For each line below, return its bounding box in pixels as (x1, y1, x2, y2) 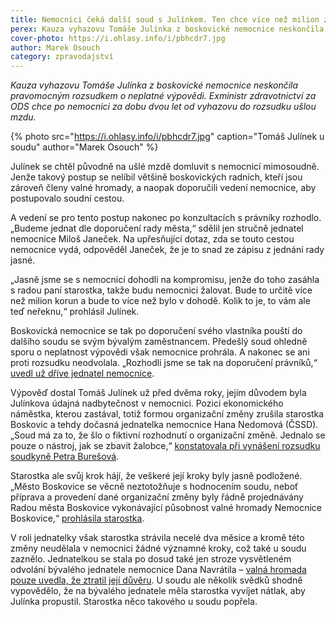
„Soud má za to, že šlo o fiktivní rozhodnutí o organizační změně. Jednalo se (10, 429, 326, 441)
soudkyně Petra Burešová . (10, 451, 120, 463)
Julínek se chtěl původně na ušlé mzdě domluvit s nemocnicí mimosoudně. (10, 161, 320, 173)
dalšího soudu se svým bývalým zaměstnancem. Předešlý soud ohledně (10, 336, 308, 348)
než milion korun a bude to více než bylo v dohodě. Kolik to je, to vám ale (10, 295, 311, 307)
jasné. (10, 254, 36, 266)
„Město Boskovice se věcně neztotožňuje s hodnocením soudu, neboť (10, 481, 299, 493)
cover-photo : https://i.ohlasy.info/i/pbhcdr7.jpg (10, 33, 226, 43)
